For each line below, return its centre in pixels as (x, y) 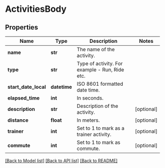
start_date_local (27, 87)
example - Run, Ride (100, 70)
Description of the (98, 106)
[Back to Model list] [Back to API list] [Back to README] (61, 161)
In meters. (88, 120)
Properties (22, 27)
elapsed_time (24, 98)
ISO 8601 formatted (100, 84)
